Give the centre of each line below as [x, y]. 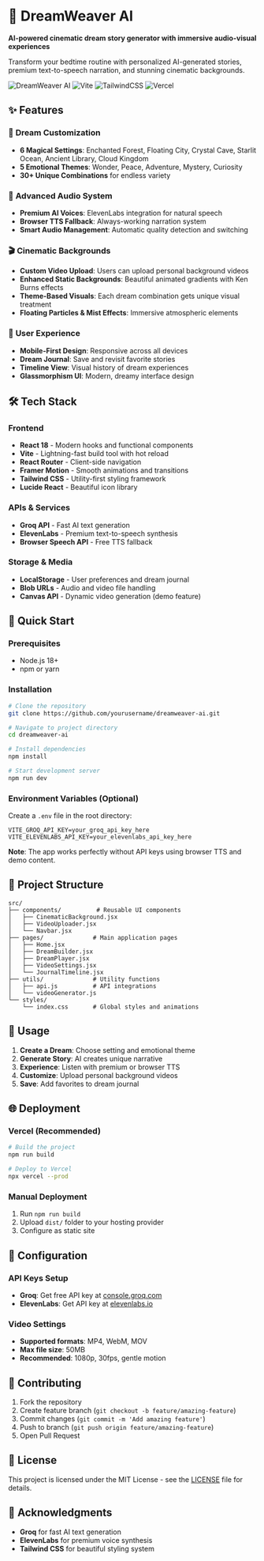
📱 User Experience [44, 334]
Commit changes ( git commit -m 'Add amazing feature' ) [113, 1419]
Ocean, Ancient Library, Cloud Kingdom [84, 158]
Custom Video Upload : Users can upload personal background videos [134, 271]
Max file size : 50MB [52, 1350]
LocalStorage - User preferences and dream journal [104, 579]
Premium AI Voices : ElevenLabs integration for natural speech [121, 213]
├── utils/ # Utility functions [84, 979]
